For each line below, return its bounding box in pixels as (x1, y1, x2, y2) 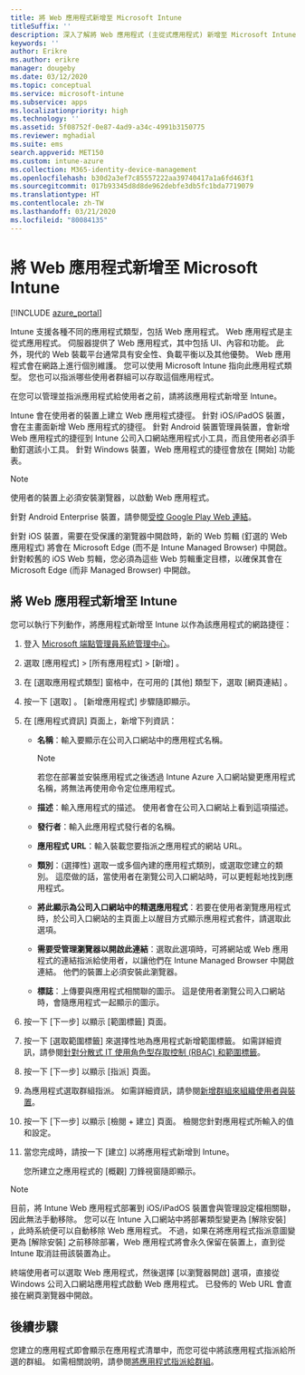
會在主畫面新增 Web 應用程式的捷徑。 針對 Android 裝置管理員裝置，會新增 (10, 421, 291, 431)
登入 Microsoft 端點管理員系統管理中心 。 (23, 638, 176, 649)
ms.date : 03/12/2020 (10, 73, 89, 82)
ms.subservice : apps (10, 97, 89, 107)
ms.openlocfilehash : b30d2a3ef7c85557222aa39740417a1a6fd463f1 (10, 173, 254, 182)
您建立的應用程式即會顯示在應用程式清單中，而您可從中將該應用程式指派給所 (10, 1345, 296, 1356)
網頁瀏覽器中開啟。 (25, 1290, 98, 1301)
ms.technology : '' (10, 114, 80, 123)
